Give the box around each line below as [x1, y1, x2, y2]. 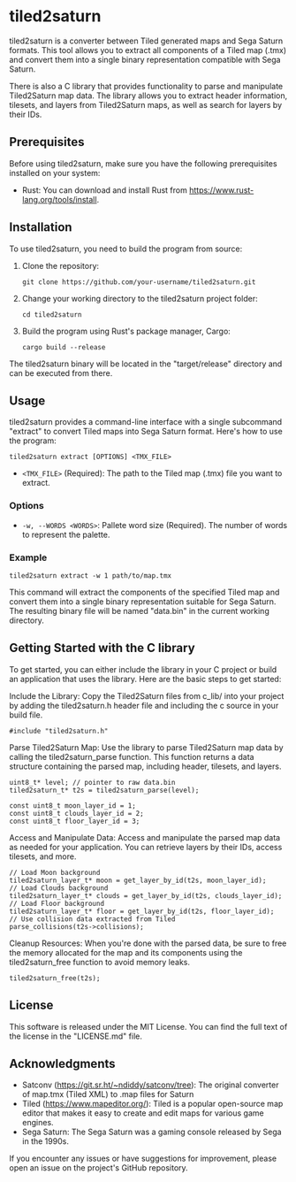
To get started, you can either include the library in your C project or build [9, 664, 277, 674]
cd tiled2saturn [21, 310, 82, 319]
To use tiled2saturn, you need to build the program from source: [9, 243, 243, 254]
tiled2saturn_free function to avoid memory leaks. [9, 956, 191, 967]
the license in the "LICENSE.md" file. [9, 1031, 143, 1041]
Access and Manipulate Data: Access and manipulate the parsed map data [9, 832, 281, 842]
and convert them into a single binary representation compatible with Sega [9, 54, 281, 65]
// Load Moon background [9, 868, 101, 877]
